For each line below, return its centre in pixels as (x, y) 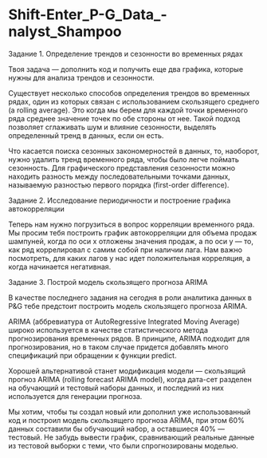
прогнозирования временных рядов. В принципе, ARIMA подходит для (129, 338)
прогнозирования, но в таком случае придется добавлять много (118, 347)
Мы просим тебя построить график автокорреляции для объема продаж (133, 232)
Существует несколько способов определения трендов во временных (129, 93)
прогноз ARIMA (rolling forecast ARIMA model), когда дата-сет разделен (130, 379)
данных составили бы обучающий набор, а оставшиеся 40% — (117, 428)
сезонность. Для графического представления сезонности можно (122, 168)
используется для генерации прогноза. (75, 396)
